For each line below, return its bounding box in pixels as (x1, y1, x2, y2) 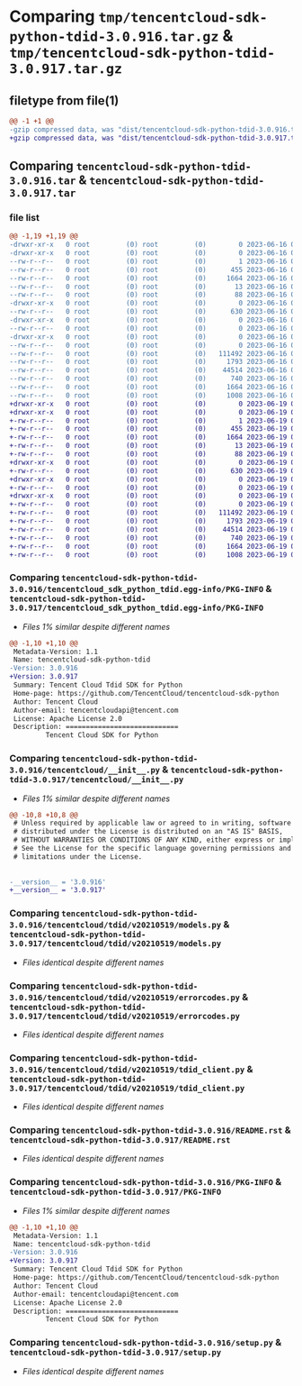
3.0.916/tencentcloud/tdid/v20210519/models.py (9, 920, 222, 930)
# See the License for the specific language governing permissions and (13, 844, 292, 853)
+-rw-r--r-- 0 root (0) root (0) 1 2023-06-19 (9, 416, 288, 425)
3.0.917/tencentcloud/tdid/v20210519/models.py (9, 939, 222, 949)
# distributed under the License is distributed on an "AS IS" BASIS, (13, 827, 283, 836)
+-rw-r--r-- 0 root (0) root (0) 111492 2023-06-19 (9, 508, 288, 517)
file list (9, 211, 40, 223)
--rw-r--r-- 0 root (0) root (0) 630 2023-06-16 (9, 307, 288, 316)
